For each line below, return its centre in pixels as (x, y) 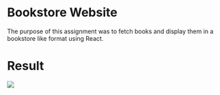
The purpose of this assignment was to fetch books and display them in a (110, 31)
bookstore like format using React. (55, 38)
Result (26, 66)
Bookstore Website (62, 13)
